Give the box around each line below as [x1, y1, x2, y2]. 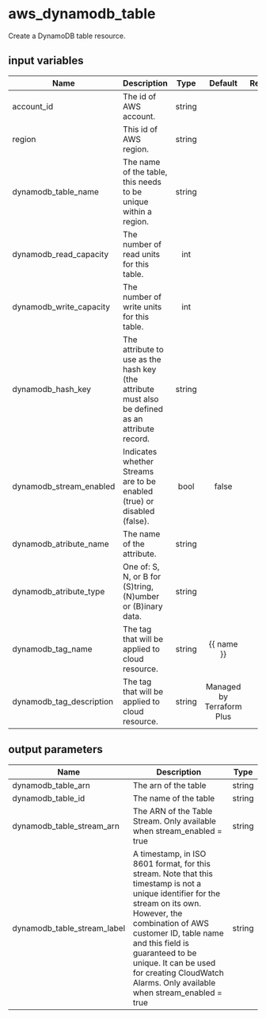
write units [122, 301, 162, 312]
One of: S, [122, 561, 160, 572]
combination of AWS [133, 917, 210, 928]
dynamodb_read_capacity [12, 248, 109, 259]
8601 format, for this [133, 858, 211, 869]
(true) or [122, 495, 154, 506]
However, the [133, 908, 183, 919]
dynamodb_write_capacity [12, 301, 111, 312]
